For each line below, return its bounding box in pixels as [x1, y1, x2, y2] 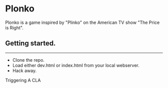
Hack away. [12, 68, 36, 74]
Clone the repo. [12, 57, 45, 63]
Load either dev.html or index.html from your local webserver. [12, 62, 139, 68]
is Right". [5, 24, 23, 30]
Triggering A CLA [5, 77, 41, 83]
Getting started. [5, 39, 56, 48]
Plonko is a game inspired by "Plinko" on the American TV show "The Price [5, 19, 160, 25]
